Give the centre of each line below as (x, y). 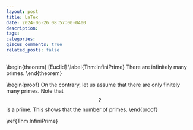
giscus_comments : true (34, 45)
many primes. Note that (35, 91)
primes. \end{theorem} (34, 73)
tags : (13, 34)
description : (22, 28)
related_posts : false (33, 50)
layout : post (22, 12)
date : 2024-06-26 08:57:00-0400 (46, 22)
